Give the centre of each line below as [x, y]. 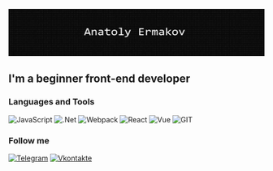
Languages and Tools [52, 102]
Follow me [29, 140]
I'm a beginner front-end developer [100, 79]
